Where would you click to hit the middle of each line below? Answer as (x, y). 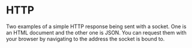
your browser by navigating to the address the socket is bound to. (85, 39)
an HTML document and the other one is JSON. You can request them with (96, 32)
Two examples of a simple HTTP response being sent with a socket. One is (96, 26)
